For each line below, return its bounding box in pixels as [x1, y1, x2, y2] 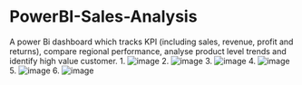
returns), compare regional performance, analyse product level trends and [9, 45, 287, 56]
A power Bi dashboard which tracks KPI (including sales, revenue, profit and [9, 36, 294, 47]
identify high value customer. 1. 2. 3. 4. [9, 55, 257, 66]
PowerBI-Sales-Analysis [9, 6, 198, 27]
